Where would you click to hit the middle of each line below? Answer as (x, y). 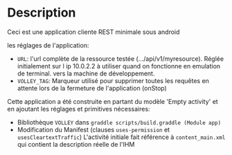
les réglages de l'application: (48, 45)
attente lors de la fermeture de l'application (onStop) (92, 88)
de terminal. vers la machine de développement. (86, 73)
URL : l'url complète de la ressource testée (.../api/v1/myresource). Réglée (120, 58)
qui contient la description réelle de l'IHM (76, 144)
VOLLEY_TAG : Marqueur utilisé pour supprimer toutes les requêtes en (113, 80)
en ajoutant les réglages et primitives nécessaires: (79, 109)
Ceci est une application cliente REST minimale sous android (93, 32)
